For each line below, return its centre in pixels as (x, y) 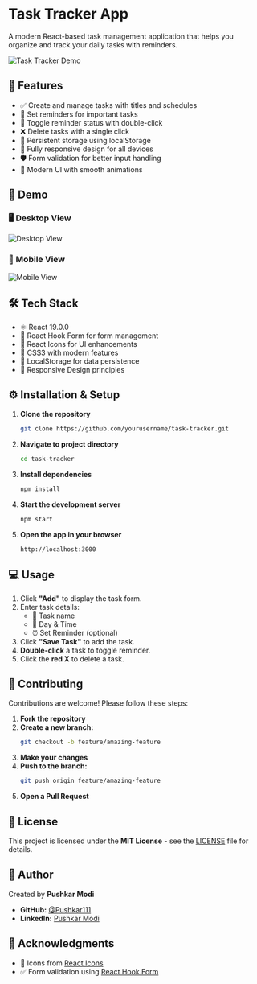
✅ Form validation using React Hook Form (89, 971)
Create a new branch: (57, 727)
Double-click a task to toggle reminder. (85, 650)
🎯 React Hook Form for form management (89, 336)
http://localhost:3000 (58, 549)
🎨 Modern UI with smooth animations (81, 169)
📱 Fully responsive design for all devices (87, 149)
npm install (40, 489)
